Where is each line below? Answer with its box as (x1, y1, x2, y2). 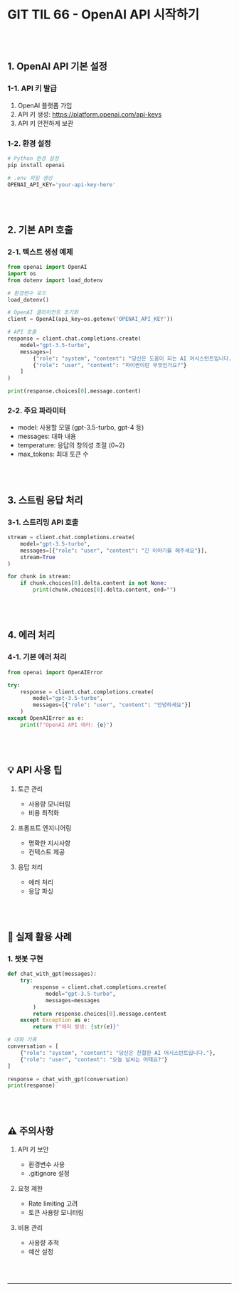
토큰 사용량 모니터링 (28, 1208, 84, 1217)
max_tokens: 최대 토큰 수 (17, 450, 89, 459)
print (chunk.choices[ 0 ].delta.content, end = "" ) (33, 586, 176, 594)
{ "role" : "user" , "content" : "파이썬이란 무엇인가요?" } (33, 361, 187, 368)
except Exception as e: (20, 1016, 91, 1024)
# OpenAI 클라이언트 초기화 (7, 309, 79, 317)
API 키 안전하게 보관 (17, 119, 74, 127)
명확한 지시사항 (28, 839, 71, 847)
